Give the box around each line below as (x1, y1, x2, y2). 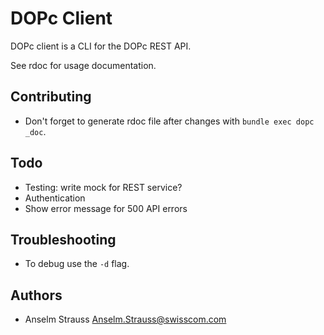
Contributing (10, 88, 92, 106)
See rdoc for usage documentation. (10, 59, 157, 71)
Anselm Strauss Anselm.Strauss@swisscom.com (24, 313, 227, 326)
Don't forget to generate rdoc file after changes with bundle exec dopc (24, 115, 315, 127)
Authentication (24, 192, 86, 204)
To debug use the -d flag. (24, 258, 130, 270)
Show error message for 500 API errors (24, 202, 188, 214)
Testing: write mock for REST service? (24, 181, 183, 193)
